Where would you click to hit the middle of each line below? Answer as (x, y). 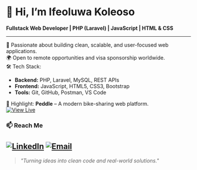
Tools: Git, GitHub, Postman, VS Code (60, 92)
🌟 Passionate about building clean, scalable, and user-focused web (87, 45)
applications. (21, 51)
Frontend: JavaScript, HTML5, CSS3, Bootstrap (72, 86)
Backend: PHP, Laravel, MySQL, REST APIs (67, 80)
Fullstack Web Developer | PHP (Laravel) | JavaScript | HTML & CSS (90, 28)
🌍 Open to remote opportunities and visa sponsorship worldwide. (86, 57)
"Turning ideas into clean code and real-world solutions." (90, 161)
